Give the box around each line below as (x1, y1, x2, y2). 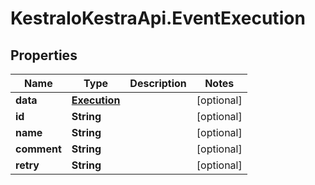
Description (129, 77, 187, 90)
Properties (10, 47, 78, 64)
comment (15, 142, 62, 156)
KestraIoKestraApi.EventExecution (10, 7, 306, 30)
